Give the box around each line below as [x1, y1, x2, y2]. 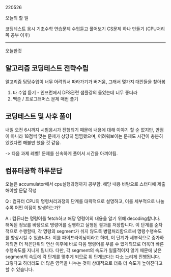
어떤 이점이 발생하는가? [14, 205, 61, 211]
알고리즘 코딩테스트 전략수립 [5, 64, 89, 73]
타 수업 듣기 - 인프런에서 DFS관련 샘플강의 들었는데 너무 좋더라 [12, 89, 138, 95]
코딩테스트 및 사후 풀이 [5, 112, 72, 121]
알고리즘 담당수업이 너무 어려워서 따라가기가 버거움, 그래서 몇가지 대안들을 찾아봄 [5, 79, 166, 85]
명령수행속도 [137, 228, 162, 234]
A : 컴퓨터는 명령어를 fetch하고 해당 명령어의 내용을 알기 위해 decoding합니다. [5, 215, 161, 221]
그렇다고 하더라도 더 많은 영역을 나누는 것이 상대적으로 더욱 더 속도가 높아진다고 [5, 260, 163, 266]
